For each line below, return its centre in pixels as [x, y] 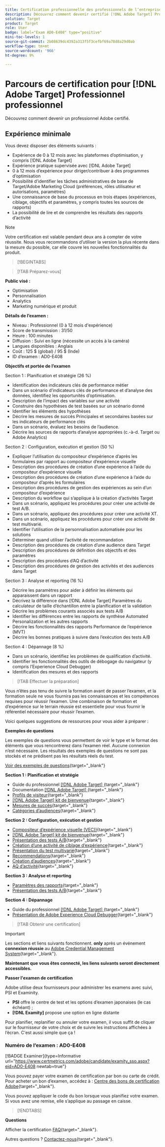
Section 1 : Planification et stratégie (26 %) [48, 376]
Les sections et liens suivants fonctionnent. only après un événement [75, 943]
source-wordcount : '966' [30, 51]
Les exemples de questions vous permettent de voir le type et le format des [82, 740]
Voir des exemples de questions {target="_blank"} [55, 766]
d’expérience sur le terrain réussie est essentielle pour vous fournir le [75, 707]
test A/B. [21, 508]
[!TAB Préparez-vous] [39, 272]
